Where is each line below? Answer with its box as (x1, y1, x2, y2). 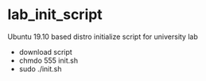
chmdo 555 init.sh (18, 56, 79, 65)
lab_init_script (7, 6, 103, 24)
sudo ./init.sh (18, 64, 62, 73)
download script (18, 47, 72, 56)
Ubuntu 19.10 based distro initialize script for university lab (7, 32, 198, 41)
